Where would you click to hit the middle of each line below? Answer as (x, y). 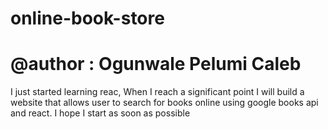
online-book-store (87, 18)
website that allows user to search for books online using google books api (164, 103)
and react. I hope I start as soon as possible (100, 113)
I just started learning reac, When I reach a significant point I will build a (157, 92)
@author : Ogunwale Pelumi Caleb (156, 64)
